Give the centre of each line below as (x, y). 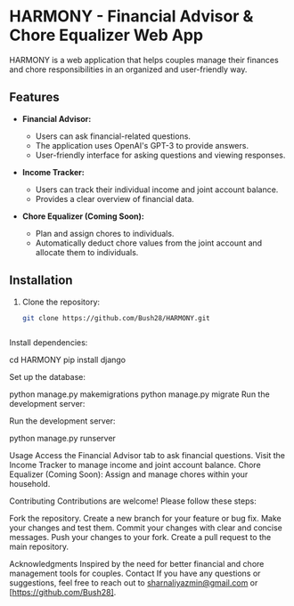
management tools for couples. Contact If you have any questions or (135, 574)
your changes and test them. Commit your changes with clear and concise (146, 528)
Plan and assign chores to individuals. (105, 233)
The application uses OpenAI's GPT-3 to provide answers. (142, 145)
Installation (41, 281)
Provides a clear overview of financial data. (114, 198)
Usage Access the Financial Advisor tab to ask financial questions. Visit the (147, 456)
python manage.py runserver (62, 439)
